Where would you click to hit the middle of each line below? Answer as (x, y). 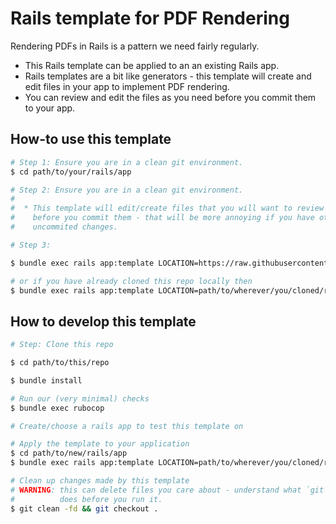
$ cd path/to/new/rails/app (69, 453)
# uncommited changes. (64, 227)
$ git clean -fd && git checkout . (84, 508)
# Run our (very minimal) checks (80, 398)
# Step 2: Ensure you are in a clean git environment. (127, 190)
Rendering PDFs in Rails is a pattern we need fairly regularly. (135, 46)
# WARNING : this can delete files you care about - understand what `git (167, 490)
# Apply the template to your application (100, 444)
